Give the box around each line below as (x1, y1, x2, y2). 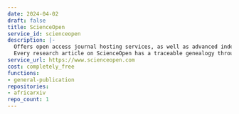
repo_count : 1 (7, 96, 50, 103)
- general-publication (7, 76, 75, 84)
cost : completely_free (7, 63, 75, 70)
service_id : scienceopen (7, 30, 81, 38)
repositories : (7, 83, 50, 90)
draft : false (7, 17, 46, 24)
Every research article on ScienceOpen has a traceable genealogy (14, 50, 215, 57)
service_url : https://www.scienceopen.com (7, 57, 135, 64)
